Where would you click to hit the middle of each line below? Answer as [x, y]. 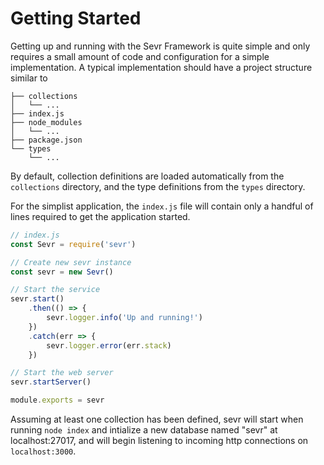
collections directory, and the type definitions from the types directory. [158, 186]
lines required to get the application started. [100, 216]
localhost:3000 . [43, 451]
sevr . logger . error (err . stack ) [109, 345]
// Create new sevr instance [71, 262]
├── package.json [46, 140]
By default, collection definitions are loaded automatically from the [147, 176]
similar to [29, 78]
